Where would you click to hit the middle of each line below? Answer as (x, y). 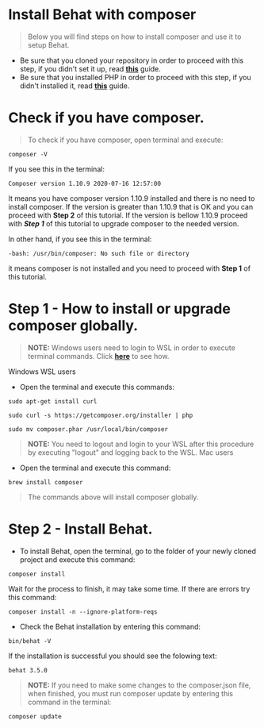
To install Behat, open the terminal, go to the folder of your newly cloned (138, 551)
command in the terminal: (69, 702)
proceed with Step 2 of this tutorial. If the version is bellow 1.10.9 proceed (128, 215)
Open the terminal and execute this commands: (97, 387)
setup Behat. (48, 44)
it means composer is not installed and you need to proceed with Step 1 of (130, 268)
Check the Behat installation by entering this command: (110, 626)
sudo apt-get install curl (53, 401)
